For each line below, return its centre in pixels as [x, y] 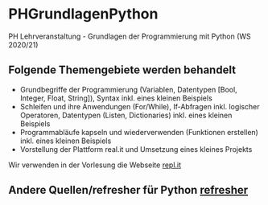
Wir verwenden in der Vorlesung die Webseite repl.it [95, 165]
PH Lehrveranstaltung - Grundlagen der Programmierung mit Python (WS [130, 36]
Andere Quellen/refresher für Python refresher [128, 190]
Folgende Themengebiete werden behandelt [122, 70]
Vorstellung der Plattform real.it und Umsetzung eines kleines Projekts [136, 149]
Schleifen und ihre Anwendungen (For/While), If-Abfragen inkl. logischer [140, 106]
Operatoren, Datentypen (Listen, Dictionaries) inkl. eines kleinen [126, 115]
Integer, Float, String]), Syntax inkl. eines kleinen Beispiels [116, 98]
